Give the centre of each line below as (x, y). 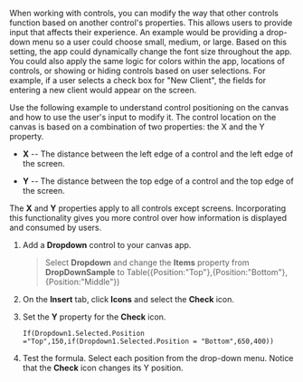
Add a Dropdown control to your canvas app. (107, 245)
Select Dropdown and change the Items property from (147, 263)
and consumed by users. (56, 227)
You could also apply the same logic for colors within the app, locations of (147, 61)
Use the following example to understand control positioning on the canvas (149, 107)
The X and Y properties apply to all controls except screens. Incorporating (148, 208)
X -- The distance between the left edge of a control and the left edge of (158, 154)
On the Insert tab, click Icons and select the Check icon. (128, 299)
